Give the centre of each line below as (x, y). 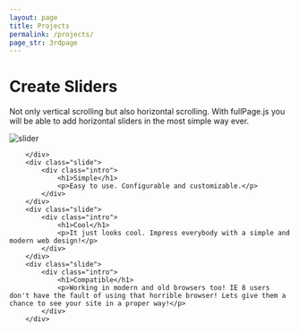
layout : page (34, 17)
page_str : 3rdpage (43, 43)
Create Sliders (64, 87)
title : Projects (39, 26)
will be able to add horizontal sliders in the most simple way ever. (129, 121)
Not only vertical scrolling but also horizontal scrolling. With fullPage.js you (147, 112)
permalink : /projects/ (51, 34)
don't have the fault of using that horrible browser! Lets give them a (148, 296)
